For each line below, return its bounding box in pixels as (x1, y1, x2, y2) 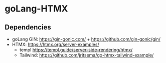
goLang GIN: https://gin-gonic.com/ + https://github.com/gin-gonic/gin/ (12, 36, 161, 42)
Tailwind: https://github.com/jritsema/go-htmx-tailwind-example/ (19, 52, 154, 58)
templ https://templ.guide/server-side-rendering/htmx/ (19, 47, 133, 52)
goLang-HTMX (5, 3, 68, 14)
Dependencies (5, 23, 51, 31)
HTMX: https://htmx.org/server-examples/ (12, 41, 99, 47)
